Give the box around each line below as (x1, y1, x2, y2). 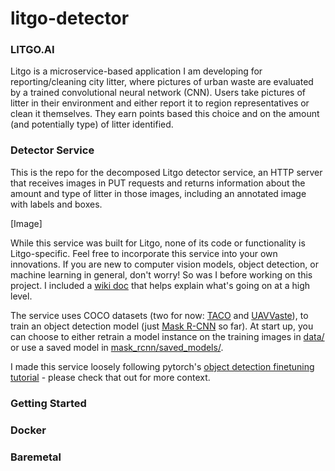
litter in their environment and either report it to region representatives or (10, 97, 310, 109)
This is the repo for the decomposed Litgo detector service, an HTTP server (10, 166, 323, 178)
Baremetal (10, 450, 62, 464)
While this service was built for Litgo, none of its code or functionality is (10, 237, 306, 249)
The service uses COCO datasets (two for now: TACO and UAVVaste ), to (10, 309, 309, 321)
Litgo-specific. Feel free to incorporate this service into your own (10, 247, 278, 259)
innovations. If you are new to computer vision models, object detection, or (10, 258, 319, 270)
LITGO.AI (10, 43, 55, 57)
